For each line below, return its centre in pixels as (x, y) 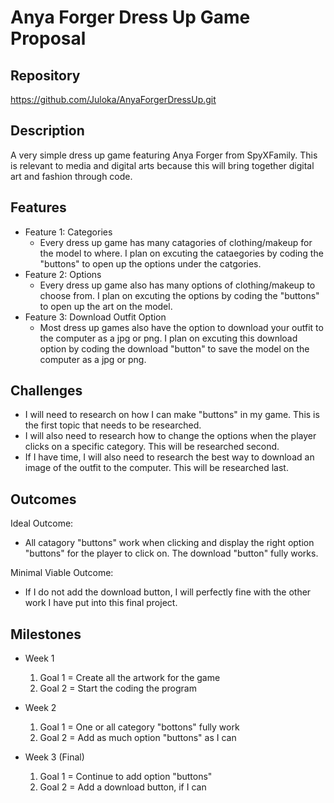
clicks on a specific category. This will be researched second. (152, 447)
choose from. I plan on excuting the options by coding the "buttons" (179, 295)
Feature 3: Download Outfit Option (95, 317)
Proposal (48, 38)
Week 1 (39, 658)
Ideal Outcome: (42, 523)
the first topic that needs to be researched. (113, 425)
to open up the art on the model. (106, 306)
